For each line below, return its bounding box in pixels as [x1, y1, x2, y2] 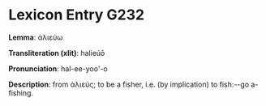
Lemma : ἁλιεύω [8, 32, 63, 42]
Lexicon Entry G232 [8, 6, 144, 24]
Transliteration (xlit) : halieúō [8, 48, 105, 57]
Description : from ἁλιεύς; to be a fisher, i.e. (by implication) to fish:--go [8, 79, 250, 89]
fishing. [8, 87, 34, 98]
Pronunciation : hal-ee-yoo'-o [8, 63, 108, 74]
